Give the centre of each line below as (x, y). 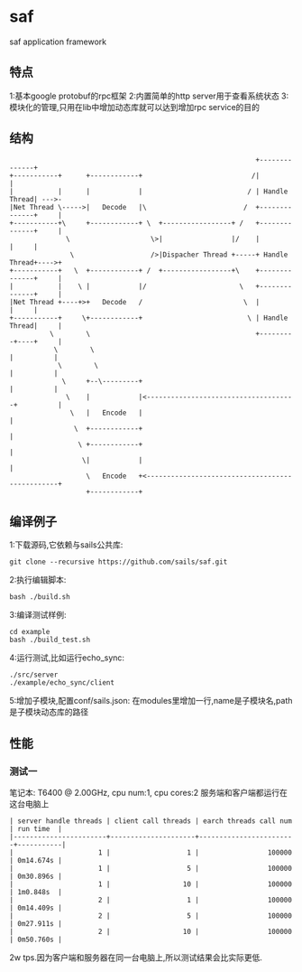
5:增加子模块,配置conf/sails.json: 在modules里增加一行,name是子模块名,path (151, 701)
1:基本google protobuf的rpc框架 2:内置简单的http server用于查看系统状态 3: (149, 96)
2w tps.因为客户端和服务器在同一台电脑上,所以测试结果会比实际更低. (136, 958)
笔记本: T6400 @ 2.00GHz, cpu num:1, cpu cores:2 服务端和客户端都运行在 (149, 793)
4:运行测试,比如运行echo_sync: (67, 658)
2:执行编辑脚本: (38, 580)
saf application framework (58, 42)
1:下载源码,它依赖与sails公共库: (66, 545)
